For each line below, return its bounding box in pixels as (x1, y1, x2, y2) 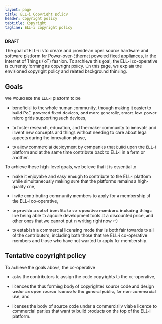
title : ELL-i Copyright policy (5, 12, 68, 16)
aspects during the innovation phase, (12, 134, 86, 141)
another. (12, 154, 29, 160)
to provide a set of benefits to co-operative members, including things (12, 207, 152, 213)
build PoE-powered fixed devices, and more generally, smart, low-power (12, 110, 157, 115)
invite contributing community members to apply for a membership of (12, 193, 151, 199)
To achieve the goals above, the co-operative (5, 264, 96, 270)
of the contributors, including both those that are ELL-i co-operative (12, 232, 147, 238)
